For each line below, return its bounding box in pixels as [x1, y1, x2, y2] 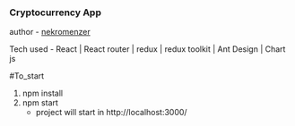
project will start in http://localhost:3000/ [35, 107, 187, 118]
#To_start [9, 71, 45, 81]
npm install [22, 88, 64, 99]
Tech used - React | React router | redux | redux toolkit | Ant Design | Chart [9, 44, 286, 55]
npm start [22, 97, 58, 108]
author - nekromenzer [9, 27, 91, 38]
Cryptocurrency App [9, 6, 101, 19]
